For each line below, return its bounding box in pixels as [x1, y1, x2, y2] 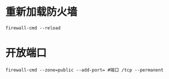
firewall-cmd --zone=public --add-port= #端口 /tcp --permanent [5, 67, 164, 73]
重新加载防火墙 [5, 5, 78, 19]
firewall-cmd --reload [5, 25, 61, 31]
